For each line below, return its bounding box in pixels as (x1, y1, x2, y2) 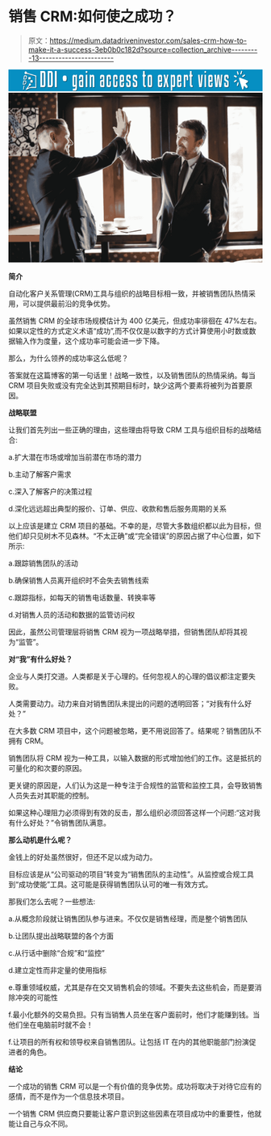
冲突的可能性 (15, 992, 58, 1002)
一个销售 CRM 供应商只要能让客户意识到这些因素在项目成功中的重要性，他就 (8, 1109, 262, 1118)
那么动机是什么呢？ (8, 835, 73, 844)
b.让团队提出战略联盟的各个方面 (8, 931, 115, 940)
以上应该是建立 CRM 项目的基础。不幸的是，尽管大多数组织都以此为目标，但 (8, 520, 262, 530)
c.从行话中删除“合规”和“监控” (8, 948, 105, 957)
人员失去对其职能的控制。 (8, 790, 94, 800)
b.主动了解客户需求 (8, 469, 72, 479)
